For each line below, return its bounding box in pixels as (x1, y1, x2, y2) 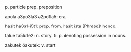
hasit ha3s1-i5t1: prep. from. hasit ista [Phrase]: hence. (5, 23, 117, 29)
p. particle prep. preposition (5, 4, 62, 10)
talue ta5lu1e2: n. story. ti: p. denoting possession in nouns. (5, 33, 127, 38)
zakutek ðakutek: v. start (5, 42, 56, 48)
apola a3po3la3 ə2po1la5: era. (5, 14, 67, 19)
